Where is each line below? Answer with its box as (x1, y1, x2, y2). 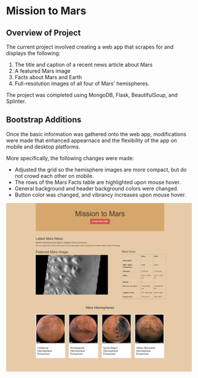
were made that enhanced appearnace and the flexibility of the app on (6, 137, 177, 144)
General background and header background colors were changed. (14, 185, 179, 192)
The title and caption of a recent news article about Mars (14, 61, 153, 68)
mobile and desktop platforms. (6, 143, 81, 150)
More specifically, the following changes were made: (6, 154, 134, 161)
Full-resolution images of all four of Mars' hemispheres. (14, 80, 150, 87)
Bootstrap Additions (6, 115, 81, 125)
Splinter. (6, 98, 27, 105)
